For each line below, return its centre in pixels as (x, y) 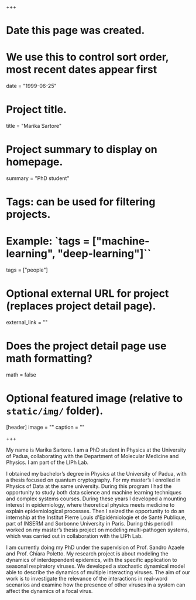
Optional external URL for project (87, 294)
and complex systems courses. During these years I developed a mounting (96, 499)
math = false (21, 375)
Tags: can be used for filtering (81, 202)
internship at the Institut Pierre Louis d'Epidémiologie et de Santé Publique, (96, 517)
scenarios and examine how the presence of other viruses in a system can (96, 585)
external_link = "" (27, 323)
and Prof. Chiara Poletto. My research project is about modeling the (87, 553)
